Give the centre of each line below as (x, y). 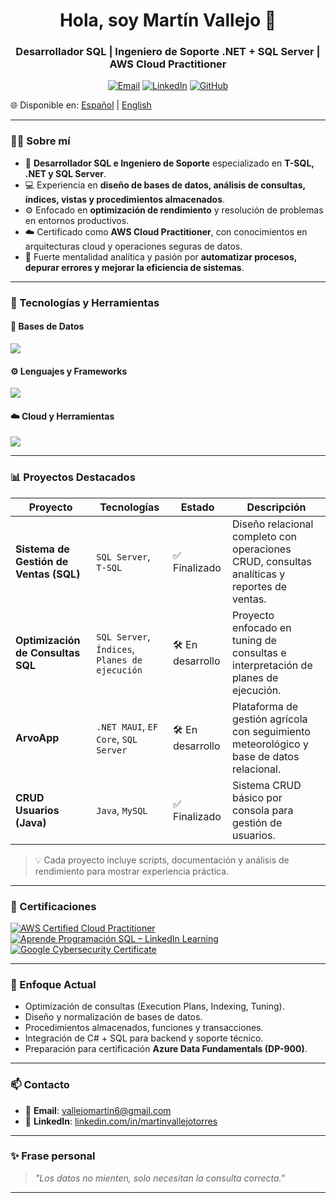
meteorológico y (270, 744)
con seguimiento (271, 731)
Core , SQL (117, 739)
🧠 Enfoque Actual (53, 984)
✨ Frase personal (53, 1156)
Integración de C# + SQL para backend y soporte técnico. (144, 1038)
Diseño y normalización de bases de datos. (113, 1017)
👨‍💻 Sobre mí (40, 141)
